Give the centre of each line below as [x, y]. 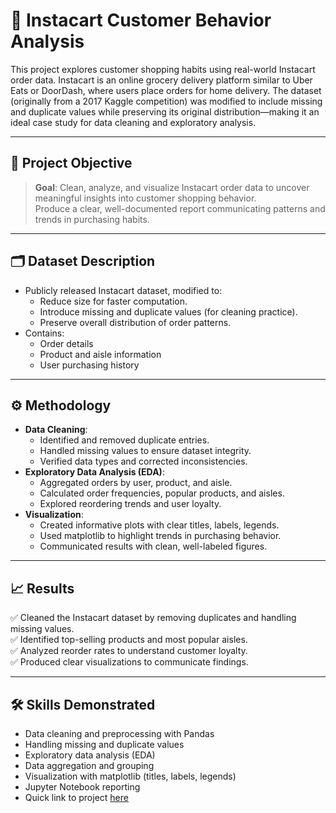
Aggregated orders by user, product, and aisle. [136, 483]
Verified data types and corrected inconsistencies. [143, 461]
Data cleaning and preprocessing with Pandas [119, 733]
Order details [66, 343]
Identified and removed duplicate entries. [124, 440]
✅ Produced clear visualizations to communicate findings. [129, 662]
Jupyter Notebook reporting [82, 787]
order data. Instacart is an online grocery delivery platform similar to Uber [161, 80]
